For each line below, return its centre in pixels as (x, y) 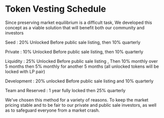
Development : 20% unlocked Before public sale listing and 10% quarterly (79, 81)
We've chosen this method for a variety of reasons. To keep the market (77, 100)
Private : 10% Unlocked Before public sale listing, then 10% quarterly (74, 52)
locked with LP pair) (25, 71)
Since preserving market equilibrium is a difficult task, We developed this (79, 22)
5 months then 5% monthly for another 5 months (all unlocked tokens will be (82, 66)
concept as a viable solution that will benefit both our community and (75, 27)
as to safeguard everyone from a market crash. (53, 110)
